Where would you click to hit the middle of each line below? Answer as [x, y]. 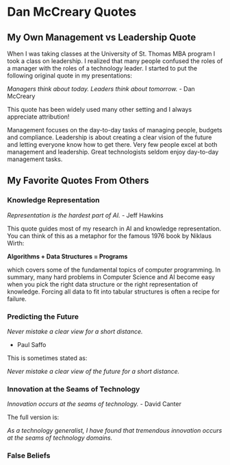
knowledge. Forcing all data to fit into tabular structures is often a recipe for [114, 291]
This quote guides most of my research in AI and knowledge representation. [114, 228]
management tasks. [35, 159]
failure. [17, 298]
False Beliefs [29, 455]
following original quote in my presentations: [69, 75]
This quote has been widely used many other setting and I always [100, 109]
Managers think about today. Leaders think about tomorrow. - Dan [101, 89]
